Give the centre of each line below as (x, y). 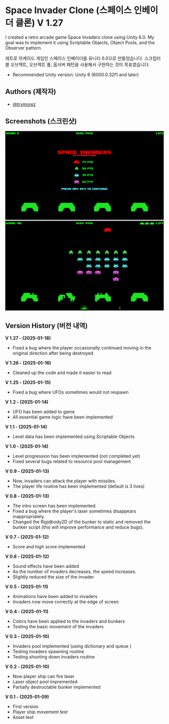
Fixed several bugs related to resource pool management (72, 462)
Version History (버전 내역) (47, 326)
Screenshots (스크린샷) (41, 121)
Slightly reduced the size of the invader (53, 577)
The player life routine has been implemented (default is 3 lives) (78, 486)
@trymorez (24, 104)
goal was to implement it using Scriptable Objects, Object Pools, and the (80, 42)
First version (25, 707)
